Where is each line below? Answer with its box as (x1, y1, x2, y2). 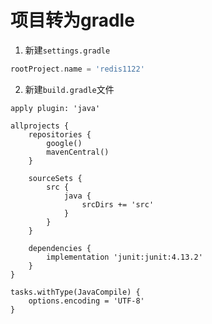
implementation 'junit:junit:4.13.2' (46, 252, 203, 262)
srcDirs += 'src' (81, 199, 155, 210)
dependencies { (28, 243, 92, 253)
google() (46, 138, 83, 148)
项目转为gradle (10, 9, 135, 32)
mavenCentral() (46, 147, 110, 157)
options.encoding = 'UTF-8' (28, 296, 145, 306)
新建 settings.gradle (24, 44, 111, 56)
